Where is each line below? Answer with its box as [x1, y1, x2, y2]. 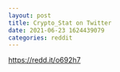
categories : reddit [8, 33, 73, 42]
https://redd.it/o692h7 [8, 55, 81, 65]
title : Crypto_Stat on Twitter [8, 19, 112, 27]
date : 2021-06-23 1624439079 [8, 26, 105, 34]
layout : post [8, 11, 52, 20]
